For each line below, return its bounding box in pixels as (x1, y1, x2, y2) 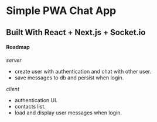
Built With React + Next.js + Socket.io (6, 27, 146, 37)
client (6, 85, 19, 92)
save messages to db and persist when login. (14, 74, 124, 81)
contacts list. (14, 103, 46, 110)
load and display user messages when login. (14, 109, 122, 116)
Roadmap (6, 44, 30, 51)
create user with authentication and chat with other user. (14, 68, 152, 75)
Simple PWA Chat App (6, 4, 117, 18)
